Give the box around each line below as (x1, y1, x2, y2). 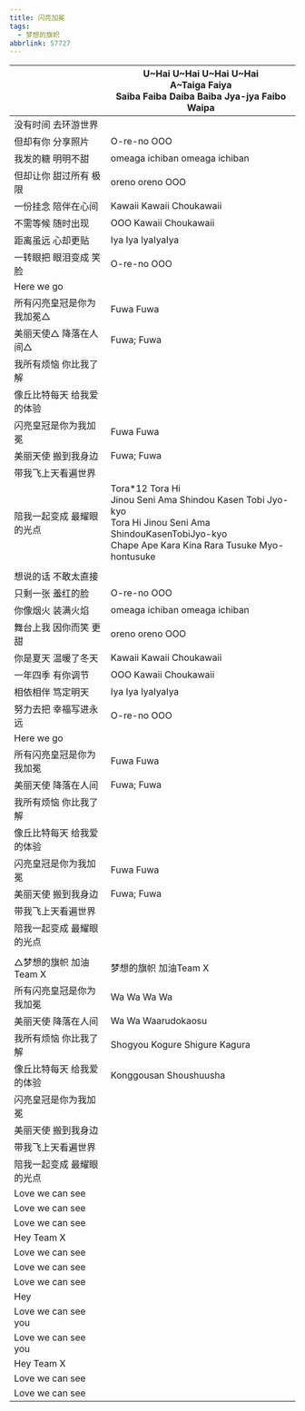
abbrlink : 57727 (9, 38, 71, 48)
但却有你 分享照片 (14, 135, 90, 148)
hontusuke (110, 550, 156, 563)
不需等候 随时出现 (14, 217, 90, 230)
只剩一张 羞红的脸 (14, 587, 90, 600)
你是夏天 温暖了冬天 (14, 652, 99, 665)
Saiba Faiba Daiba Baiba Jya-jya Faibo (115, 90, 287, 103)
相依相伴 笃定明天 (14, 686, 90, 699)
